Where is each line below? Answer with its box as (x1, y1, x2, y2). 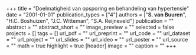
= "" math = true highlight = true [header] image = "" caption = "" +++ (6, 42, 177, 49)
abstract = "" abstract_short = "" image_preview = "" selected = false (6, 23, 175, 30)
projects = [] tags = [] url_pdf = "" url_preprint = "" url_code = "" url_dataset (6, 30, 191, 37)
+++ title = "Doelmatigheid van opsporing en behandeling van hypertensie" (6, 5, 190, 12)
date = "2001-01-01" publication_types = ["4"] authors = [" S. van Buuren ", (6, 11, 187, 18)
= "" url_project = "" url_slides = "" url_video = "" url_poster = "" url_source (6, 36, 188, 43)
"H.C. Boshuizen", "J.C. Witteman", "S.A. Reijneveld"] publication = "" (6, 18, 174, 24)
